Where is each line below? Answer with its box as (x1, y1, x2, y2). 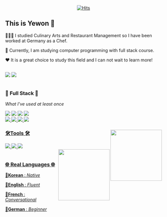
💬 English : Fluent (5, 182, 40, 188)
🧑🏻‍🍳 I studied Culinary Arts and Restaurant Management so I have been (5, 32, 153, 38)
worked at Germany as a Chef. (5, 38, 68, 44)
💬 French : (5, 191, 25, 198)
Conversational (5, 197, 37, 203)
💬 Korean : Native (5, 172, 41, 178)
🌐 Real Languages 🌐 (5, 161, 56, 168)
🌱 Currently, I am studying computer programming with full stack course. (5, 47, 155, 53)
